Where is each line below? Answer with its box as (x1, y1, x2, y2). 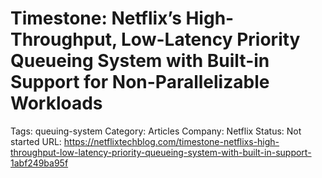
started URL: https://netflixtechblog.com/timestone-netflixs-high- (10, 135, 280, 147)
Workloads (10, 92, 103, 115)
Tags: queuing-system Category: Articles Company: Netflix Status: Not (10, 125, 302, 137)
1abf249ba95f (10, 157, 69, 169)
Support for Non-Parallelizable (10, 71, 270, 94)
